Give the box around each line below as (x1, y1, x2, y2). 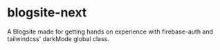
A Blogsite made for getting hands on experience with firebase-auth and (7, 27, 213, 36)
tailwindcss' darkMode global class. (7, 34, 109, 42)
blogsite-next (7, 5, 87, 21)
